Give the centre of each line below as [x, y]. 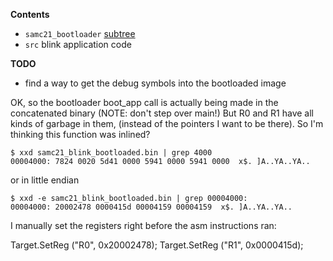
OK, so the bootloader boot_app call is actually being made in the [144, 102]
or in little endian [45, 180]
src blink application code [78, 44]
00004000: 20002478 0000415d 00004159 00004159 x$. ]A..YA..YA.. [151, 207]
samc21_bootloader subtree [80, 33]
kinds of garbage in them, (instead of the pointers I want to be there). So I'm [167, 123]
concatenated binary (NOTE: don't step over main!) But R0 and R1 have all [162, 113]
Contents [30, 14]
